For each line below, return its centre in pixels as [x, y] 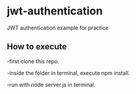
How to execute [37, 47]
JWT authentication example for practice [58, 28]
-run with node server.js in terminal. [51, 84]
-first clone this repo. [33, 61]
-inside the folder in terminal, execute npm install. [69, 73]
